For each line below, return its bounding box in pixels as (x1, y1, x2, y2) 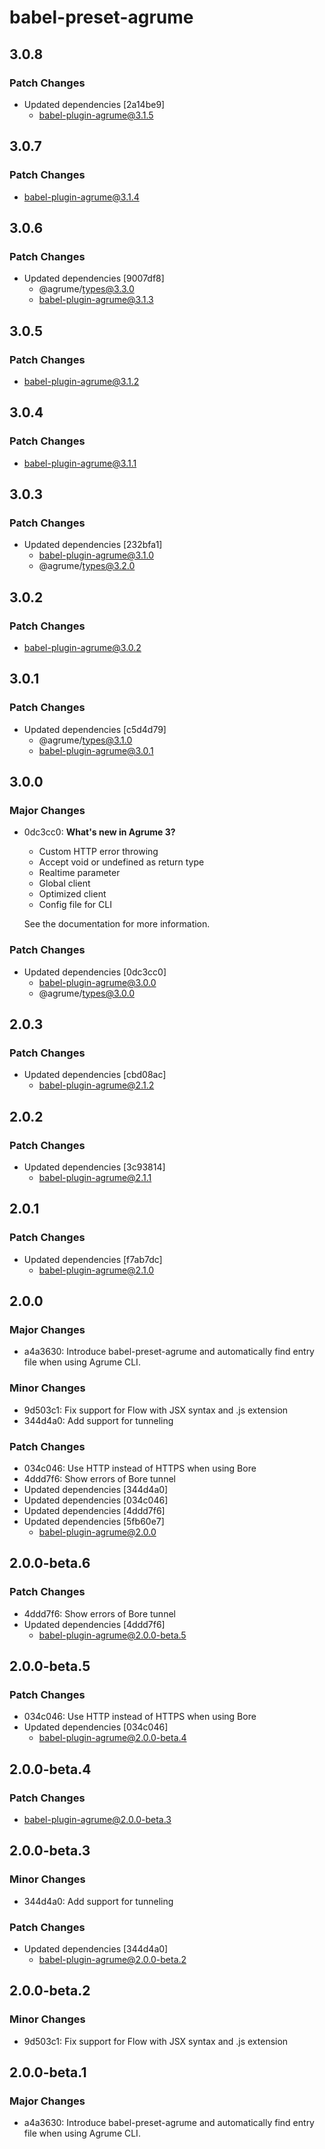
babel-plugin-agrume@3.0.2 (23, 642, 142, 653)
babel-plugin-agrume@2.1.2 (38, 1079, 155, 1091)
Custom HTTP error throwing (38, 846, 159, 858)
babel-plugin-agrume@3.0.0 (38, 976, 157, 988)
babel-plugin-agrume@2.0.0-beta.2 (38, 1954, 187, 1966)
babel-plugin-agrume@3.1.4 (23, 191, 140, 203)
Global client (38, 877, 91, 890)
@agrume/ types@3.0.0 (38, 987, 135, 999)
